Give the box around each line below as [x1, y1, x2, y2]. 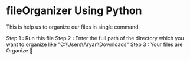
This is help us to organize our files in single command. [6, 23, 140, 30]
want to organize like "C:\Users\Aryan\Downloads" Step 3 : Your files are [6, 41, 183, 48]
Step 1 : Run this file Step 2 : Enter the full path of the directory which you [6, 34, 184, 41]
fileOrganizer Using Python [6, 4, 143, 17]
